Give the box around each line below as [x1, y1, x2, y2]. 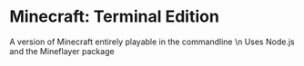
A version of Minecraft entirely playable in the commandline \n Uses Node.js [9, 36, 295, 47]
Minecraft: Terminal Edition [9, 6, 220, 27]
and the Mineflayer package [9, 45, 116, 56]
